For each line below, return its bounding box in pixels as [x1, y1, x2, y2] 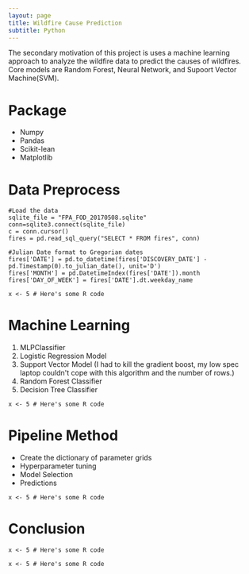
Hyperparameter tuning [19, 461, 97, 471]
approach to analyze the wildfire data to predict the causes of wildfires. [8, 56, 242, 66]
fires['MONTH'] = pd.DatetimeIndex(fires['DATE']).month [8, 269, 201, 278]
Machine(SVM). [8, 73, 59, 83]
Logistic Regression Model [19, 351, 107, 361]
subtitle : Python [8, 26, 66, 34]
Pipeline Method [8, 426, 119, 445]
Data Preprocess [8, 180, 121, 198]
